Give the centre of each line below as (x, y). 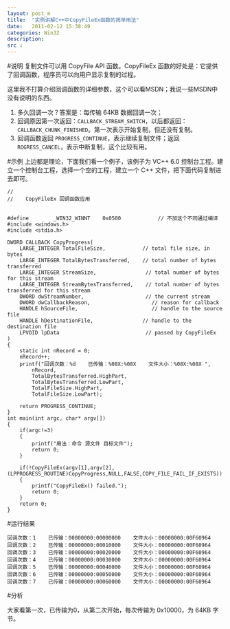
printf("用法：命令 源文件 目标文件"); (83, 444)
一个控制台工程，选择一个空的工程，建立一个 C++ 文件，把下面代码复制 (114, 170)
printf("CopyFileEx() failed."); (80, 486)
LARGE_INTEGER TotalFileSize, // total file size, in (115, 248)
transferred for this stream (49, 290)
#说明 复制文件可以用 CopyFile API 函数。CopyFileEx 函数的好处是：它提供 (113, 66)
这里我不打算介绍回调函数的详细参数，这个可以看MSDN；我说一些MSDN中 (113, 89)
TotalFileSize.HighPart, (67, 388)
